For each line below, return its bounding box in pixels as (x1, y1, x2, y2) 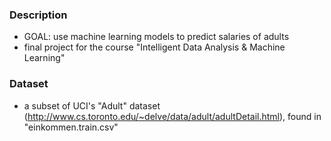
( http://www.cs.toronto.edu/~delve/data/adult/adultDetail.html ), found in (23, 110, 322, 122)
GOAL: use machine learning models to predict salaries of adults (23, 31, 290, 43)
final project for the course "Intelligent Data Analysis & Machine (23, 41, 286, 53)
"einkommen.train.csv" (23, 121, 119, 133)
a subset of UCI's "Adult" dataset (23, 99, 161, 112)
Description (9, 8, 68, 22)
